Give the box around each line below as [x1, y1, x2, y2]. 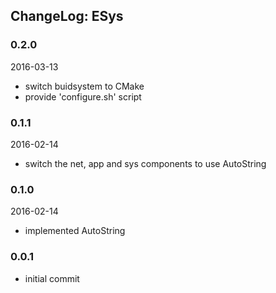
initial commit [24, 272, 80, 284]
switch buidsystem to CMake [24, 80, 145, 92]
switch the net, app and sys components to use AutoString [24, 157, 267, 169]
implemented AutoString [24, 225, 126, 237]
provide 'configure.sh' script [24, 90, 142, 103]
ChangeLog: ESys [10, 8, 124, 25]
